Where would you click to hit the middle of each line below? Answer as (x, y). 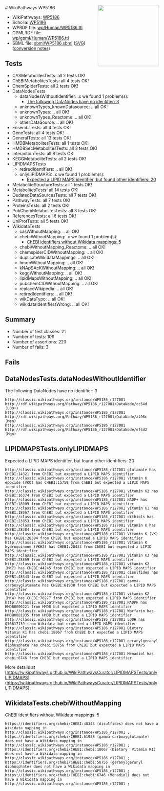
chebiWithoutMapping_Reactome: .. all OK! (62, 247)
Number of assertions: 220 (39, 341)
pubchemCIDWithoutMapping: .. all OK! (59, 283)
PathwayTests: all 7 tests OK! (41, 200)
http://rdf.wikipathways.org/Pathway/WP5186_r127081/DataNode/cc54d (76, 404)
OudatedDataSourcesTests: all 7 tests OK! (54, 195)
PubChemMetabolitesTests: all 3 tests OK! (54, 210)
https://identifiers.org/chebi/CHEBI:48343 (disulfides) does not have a (82, 724)
